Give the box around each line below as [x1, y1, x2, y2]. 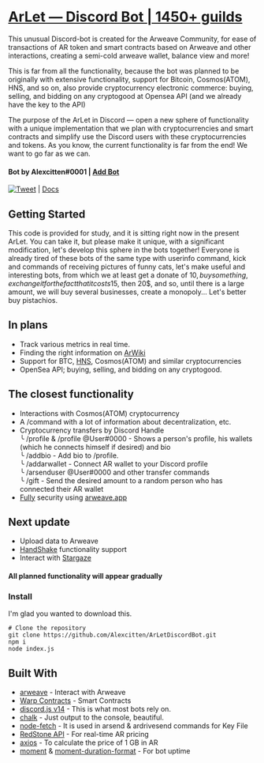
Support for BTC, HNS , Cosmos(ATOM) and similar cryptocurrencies [19, 356, 242, 365]
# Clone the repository [8, 625, 87, 633]
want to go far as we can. [8, 149, 91, 158]
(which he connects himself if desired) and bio [19, 442, 171, 451]
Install [8, 591, 33, 602]
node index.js [8, 645, 55, 653]
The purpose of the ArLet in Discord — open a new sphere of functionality [8, 115, 250, 124]
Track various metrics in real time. [19, 339, 130, 349]
